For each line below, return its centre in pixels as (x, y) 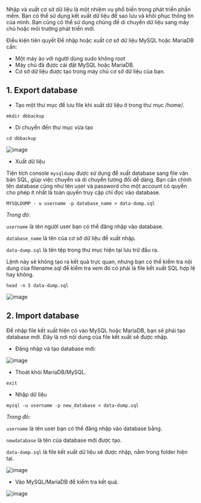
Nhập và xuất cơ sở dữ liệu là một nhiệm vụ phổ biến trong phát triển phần (99, 9)
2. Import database (43, 316)
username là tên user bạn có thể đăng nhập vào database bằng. (84, 428)
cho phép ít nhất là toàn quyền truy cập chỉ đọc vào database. (84, 192)
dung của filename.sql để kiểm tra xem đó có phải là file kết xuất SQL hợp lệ (101, 268)
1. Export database (42, 90)
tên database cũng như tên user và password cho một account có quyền (97, 186)
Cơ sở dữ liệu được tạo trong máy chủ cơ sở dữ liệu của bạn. (90, 71)
